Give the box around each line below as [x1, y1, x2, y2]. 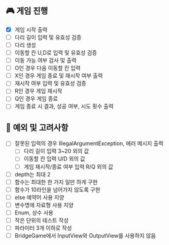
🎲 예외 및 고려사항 [5, 122, 68, 133]
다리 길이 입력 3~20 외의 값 [23, 148, 89, 155]
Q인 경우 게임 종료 [14, 95, 59, 102]
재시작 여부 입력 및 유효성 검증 [14, 80, 87, 87]
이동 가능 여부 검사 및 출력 [14, 57, 77, 64]
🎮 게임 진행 [5, 6, 48, 17]
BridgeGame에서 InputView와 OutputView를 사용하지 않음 [14, 232, 156, 239]
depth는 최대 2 [14, 170, 51, 178]
